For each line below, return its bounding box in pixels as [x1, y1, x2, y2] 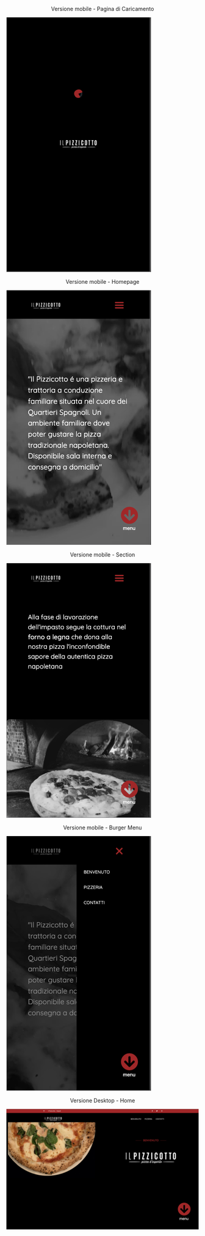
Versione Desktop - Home [70, 1097, 135, 1104]
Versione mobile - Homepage [65, 278, 140, 285]
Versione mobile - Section [70, 551, 135, 558]
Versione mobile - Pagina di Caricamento [51, 6, 154, 12]
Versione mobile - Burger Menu [63, 824, 142, 831]
